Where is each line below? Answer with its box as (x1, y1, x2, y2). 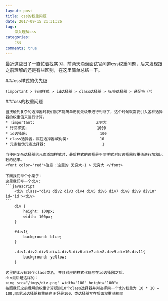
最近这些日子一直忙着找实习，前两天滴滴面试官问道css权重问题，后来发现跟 (5, 61, 163, 67)
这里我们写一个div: (5, 179, 41, 184)
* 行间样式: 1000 (5, 125, 106, 131)
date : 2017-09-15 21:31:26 (5, 19, 62, 24)
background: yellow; (23, 254, 67, 260)
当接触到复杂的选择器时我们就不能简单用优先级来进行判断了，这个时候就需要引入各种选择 (5, 109, 163, 114)
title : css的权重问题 (5, 13, 47, 19)
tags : (5, 24, 17, 29)
